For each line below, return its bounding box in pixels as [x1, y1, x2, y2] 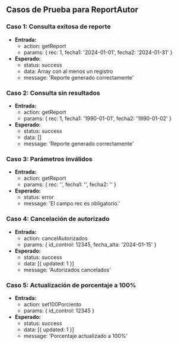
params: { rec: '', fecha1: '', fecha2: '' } [23, 181, 117, 188]
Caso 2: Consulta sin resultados [6, 88, 100, 97]
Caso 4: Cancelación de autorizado [6, 215, 110, 223]
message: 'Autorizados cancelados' [23, 266, 112, 273]
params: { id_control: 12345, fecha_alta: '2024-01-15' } [23, 240, 157, 248]
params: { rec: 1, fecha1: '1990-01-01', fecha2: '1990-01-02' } [23, 115, 172, 122]
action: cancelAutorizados [23, 235, 88, 242]
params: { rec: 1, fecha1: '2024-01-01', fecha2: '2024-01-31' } [23, 49, 173, 56]
